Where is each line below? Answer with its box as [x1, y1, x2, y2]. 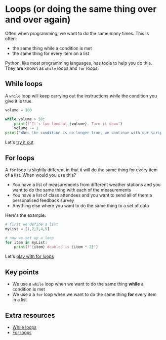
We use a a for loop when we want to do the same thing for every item [12, 291, 157, 297]
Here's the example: [5, 212, 46, 218]
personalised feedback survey [12, 197, 74, 203]
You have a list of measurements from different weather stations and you [12, 182, 161, 188]
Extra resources [5, 311, 55, 320]
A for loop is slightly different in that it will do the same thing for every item [5, 167, 158, 173]
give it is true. [5, 98, 33, 104]
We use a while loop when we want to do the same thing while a [12, 281, 144, 287]
